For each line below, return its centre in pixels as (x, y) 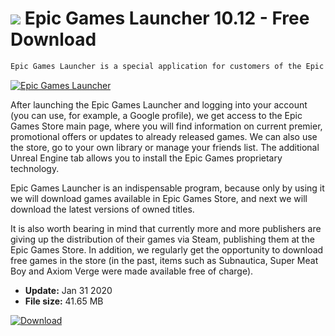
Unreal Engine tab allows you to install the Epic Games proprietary (146, 158)
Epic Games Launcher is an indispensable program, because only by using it (167, 188)
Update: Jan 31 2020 (68, 290)
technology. (35, 168)
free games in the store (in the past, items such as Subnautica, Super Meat (164, 260)
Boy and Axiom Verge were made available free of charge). (132, 271)
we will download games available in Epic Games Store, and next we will (159, 198)
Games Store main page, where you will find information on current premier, (166, 126)
